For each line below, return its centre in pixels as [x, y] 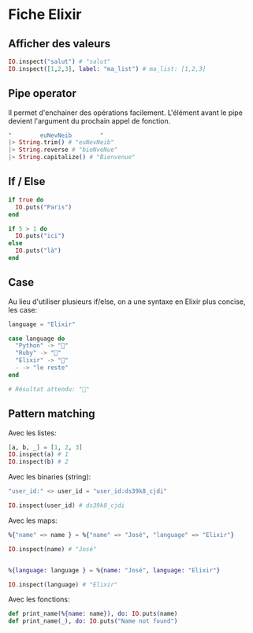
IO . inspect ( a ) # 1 [38, 454]
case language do [37, 339]
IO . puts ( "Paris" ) [44, 207]
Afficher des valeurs [60, 44]
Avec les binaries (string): [50, 477]
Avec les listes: [32, 433]
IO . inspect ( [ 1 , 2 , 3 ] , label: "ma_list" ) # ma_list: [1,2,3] [107, 68]
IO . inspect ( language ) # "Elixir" [63, 584]
